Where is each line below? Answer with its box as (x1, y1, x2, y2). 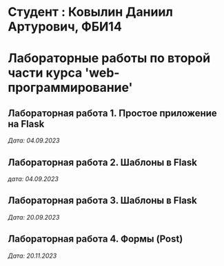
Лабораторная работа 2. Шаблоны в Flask (8, 156, 197, 168)
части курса (8, 65, 83, 81)
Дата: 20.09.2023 (8, 213, 60, 221)
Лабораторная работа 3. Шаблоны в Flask (8, 195, 197, 207)
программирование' (8, 80, 133, 95)
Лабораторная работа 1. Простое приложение (8, 107, 218, 119)
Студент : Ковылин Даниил (8, 4, 174, 20)
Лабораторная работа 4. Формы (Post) (8, 233, 183, 245)
